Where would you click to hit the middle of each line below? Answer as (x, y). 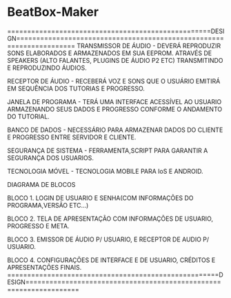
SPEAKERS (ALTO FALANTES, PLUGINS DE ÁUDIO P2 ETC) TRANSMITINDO (115, 60)
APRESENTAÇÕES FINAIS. (44, 267)
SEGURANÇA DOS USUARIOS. (51, 158)
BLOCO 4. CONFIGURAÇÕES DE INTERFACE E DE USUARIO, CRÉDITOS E (111, 260)
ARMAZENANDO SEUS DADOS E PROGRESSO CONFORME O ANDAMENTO (115, 109)
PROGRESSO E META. (39, 226)
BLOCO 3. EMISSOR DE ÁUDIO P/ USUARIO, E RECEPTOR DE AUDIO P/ (108, 239)
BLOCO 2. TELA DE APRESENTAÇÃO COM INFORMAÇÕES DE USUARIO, (110, 219)
